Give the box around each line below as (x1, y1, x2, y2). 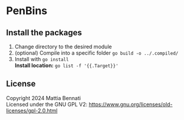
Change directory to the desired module (14, 43, 112, 50)
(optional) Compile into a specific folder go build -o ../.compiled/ (14, 49, 179, 56)
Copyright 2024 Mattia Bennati (6, 94, 81, 101)
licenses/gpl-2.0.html (6, 107, 58, 114)
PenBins (6, 4, 48, 18)
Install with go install (14, 56, 69, 62)
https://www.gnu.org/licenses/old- (88, 101, 173, 108)
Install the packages (6, 28, 83, 38)
